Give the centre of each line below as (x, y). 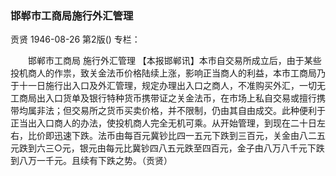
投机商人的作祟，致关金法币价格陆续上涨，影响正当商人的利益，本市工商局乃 (168, 73)
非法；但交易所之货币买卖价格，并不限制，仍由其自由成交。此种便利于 (181, 111)
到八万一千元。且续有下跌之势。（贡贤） (91, 161)
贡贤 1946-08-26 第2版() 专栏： (75, 39)
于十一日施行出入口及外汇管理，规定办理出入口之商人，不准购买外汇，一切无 (168, 86)
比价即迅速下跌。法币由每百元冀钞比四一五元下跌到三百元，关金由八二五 (176, 136)
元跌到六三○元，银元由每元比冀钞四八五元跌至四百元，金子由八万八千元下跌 (167, 148)
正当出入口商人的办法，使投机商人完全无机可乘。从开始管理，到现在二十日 (163, 123)
